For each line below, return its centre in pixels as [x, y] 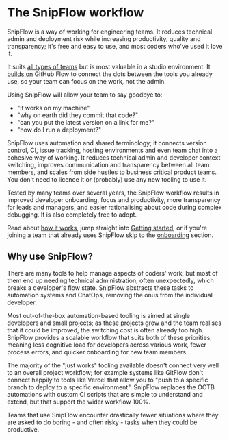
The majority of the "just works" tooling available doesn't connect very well [113, 365]
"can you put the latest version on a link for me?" [86, 122]
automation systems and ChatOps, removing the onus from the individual [110, 295]
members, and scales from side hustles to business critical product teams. [112, 172]
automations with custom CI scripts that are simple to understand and [105, 394]
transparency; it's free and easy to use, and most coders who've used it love [115, 46]
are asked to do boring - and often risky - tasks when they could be [102, 422]
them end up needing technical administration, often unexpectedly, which [110, 280]
